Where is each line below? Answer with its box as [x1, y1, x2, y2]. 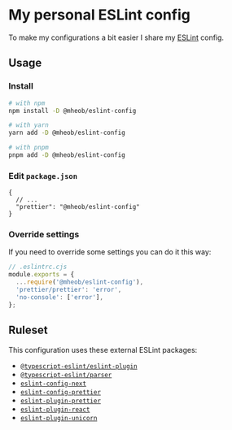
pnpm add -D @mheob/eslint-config [8, 151, 126, 159]
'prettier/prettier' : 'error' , [15, 286, 122, 294]
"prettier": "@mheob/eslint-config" [15, 203, 140, 211]
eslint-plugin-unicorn [20, 414, 98, 422]
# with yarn [8, 121, 49, 129]
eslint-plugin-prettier [20, 397, 102, 405]
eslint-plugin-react [20, 405, 90, 414]
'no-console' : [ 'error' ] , [15, 293, 104, 302]
